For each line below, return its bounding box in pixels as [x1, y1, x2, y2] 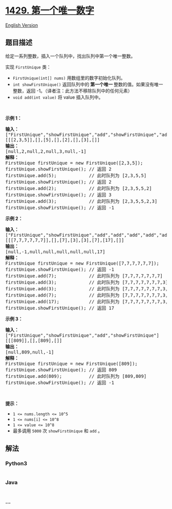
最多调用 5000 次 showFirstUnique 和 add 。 [12, 428, 102, 434]
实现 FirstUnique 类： [5, 64, 51, 70]
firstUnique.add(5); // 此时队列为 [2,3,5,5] [5, 172, 147, 178]
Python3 [5, 460, 27, 467]
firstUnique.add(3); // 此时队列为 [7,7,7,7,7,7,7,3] [5, 279, 168, 285]
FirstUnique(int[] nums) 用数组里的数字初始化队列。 [12, 75, 125, 81]
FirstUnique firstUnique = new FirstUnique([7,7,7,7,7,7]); [5, 260, 160, 266]
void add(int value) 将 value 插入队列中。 [12, 94, 103, 100]
